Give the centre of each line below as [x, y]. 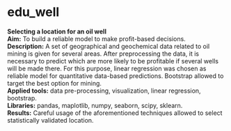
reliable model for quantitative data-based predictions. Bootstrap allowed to [115, 76]
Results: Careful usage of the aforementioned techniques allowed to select [115, 113]
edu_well [33, 12]
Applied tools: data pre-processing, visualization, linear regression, [104, 91]
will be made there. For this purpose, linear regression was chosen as [107, 68]
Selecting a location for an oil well [57, 31]
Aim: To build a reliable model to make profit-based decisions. [96, 38]
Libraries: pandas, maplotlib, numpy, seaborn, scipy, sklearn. [95, 105]
